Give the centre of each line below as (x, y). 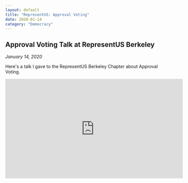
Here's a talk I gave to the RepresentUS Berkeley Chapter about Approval (82, 67)
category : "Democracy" (29, 24)
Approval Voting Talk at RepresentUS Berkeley (80, 44)
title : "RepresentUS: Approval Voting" (47, 15)
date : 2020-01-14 (24, 19)
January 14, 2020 (24, 57)
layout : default (22, 10)
